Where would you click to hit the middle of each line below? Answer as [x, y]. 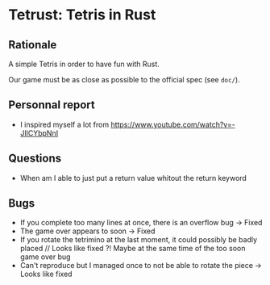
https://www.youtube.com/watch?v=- [173, 124]
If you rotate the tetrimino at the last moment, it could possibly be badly [139, 240]
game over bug [45, 257]
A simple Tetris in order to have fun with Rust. [84, 64]
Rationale [33, 45]
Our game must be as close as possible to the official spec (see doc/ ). [124, 80]
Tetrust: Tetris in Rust [82, 15]
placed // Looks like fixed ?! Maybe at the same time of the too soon [133, 249]
